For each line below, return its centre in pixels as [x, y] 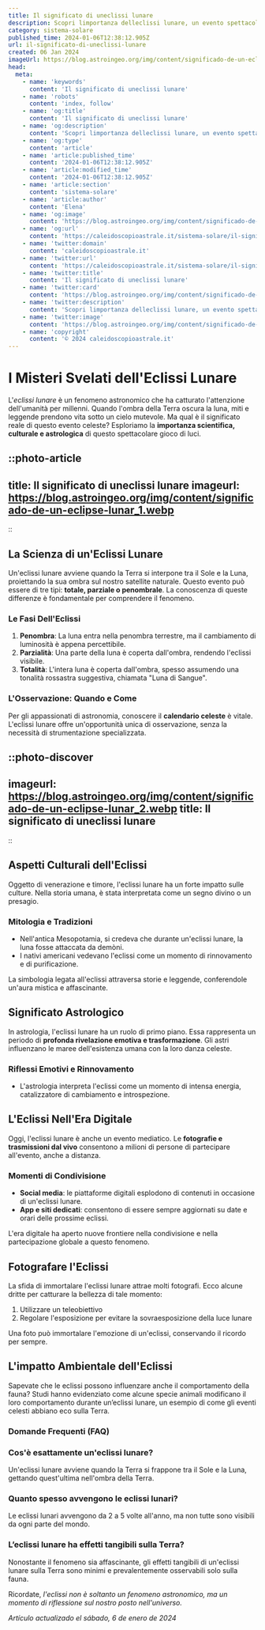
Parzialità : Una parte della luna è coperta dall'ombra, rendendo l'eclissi [135, 652]
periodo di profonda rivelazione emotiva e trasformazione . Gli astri [119, 1040]
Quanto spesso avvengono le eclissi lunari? [93, 1498]
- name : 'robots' [51, 96]
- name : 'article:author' [65, 199]
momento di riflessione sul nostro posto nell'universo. [95, 1602]
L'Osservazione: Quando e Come [73, 698]
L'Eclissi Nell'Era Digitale [70, 1119]
